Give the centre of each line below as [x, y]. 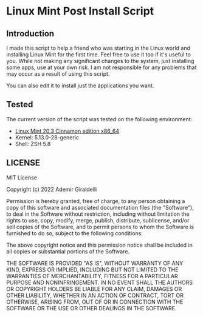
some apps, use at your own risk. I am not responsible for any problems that [101, 67]
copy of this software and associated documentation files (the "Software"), [100, 207]
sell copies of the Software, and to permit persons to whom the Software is [100, 227]
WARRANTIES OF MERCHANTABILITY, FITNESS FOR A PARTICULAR [92, 276]
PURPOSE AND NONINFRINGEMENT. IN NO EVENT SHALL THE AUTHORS [100, 282]
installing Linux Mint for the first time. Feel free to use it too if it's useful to [99, 55]
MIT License [22, 178]
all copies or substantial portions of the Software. [68, 251]
